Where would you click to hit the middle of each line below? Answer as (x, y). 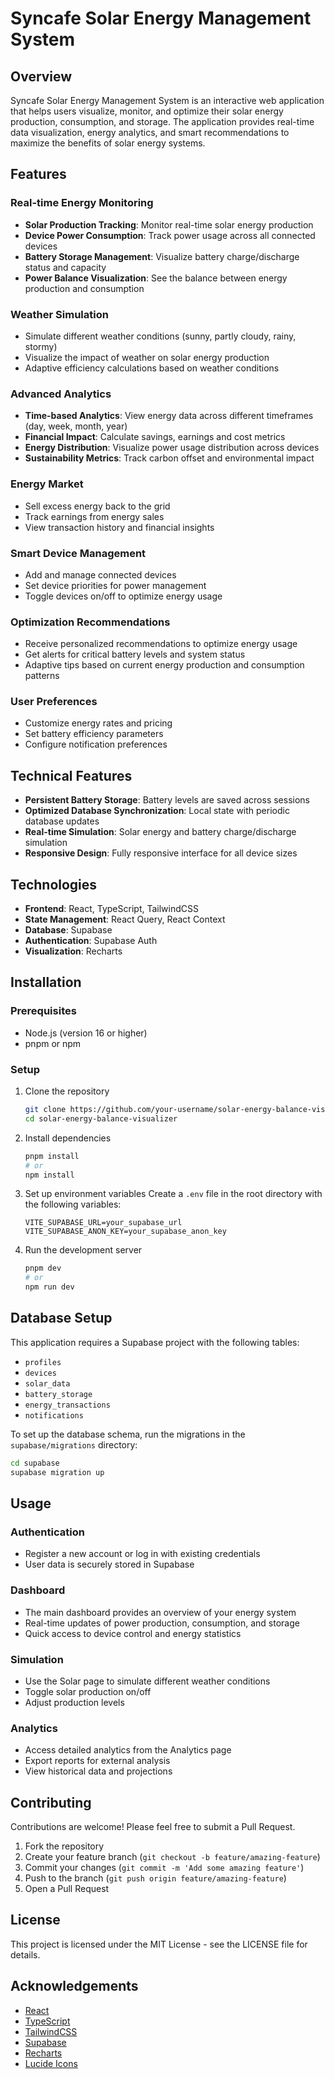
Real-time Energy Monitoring (82, 203)
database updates (62, 821)
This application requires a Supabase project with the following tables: (155, 1342)
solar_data (47, 1383)
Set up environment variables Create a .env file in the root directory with (173, 1194)
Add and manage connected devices (100, 574)
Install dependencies (68, 1138)
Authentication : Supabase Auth (91, 941)
